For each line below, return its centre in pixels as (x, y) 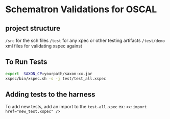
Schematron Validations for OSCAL (81, 9)
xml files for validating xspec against (44, 46)
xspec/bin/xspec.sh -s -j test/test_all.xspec (56, 78)
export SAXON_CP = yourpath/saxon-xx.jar (49, 74)
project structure (33, 28)
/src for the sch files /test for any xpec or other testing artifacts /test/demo (85, 40)
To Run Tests (26, 62)
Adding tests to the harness (50, 94)
